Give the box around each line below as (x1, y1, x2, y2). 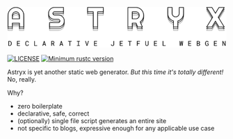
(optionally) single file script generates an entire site (17, 116, 167, 124)
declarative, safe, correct (17, 109, 90, 118)
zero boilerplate (17, 102, 63, 110)
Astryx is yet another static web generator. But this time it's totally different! (7, 68, 224, 76)
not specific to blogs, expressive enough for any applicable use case (17, 124, 215, 132)
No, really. (7, 75, 37, 83)
